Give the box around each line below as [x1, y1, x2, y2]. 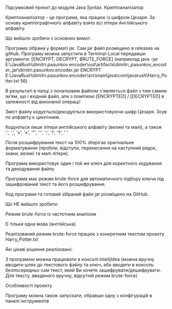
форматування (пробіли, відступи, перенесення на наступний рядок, [5, 145, 157, 151]
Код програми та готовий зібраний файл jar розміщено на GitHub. [5, 191, 149, 197]
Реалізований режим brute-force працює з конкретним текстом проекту [5, 231, 165, 237]
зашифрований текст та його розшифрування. [5, 181, 106, 187]
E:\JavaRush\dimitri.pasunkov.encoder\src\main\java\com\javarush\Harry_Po [5, 72, 167, 79]
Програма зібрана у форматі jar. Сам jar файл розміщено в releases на [5, 45, 160, 51]
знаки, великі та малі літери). [5, 150, 69, 156]
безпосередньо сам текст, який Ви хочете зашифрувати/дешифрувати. [5, 267, 161, 273]
